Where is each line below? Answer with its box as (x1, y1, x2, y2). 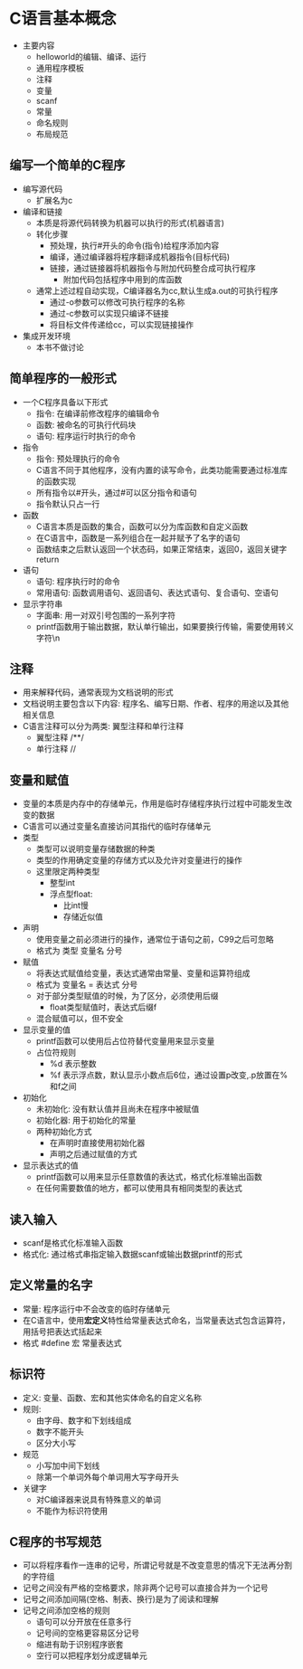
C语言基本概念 (9, 8, 117, 29)
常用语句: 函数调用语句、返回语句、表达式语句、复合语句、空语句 (35, 587, 279, 598)
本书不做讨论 (35, 341, 84, 353)
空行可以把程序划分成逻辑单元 (35, 1650, 147, 1661)
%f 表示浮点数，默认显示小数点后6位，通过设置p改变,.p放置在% (49, 1069, 288, 1081)
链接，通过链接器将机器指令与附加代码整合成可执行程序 (49, 262, 256, 273)
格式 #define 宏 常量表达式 (22, 1337, 122, 1348)
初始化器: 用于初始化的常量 (35, 1114, 137, 1126)
